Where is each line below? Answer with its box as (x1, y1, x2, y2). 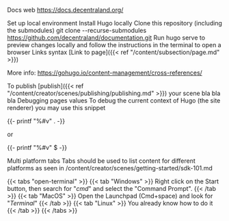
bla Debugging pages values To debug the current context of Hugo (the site (7, 96, 221, 105)
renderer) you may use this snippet (7, 104, 106, 112)
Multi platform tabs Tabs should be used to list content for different (7, 157, 196, 165)
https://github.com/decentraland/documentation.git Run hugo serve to (7, 34, 206, 42)
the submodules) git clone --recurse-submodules (7, 27, 147, 34)
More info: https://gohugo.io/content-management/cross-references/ (7, 68, 203, 77)
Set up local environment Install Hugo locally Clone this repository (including (7, 19, 222, 27)
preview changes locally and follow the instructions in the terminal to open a (7, 41, 221, 49)
